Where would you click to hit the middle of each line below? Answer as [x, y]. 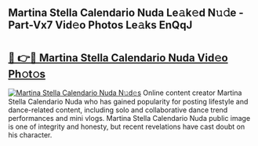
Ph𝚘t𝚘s [27, 74]
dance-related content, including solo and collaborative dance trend [118, 110]
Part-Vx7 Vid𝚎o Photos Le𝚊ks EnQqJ [100, 26]
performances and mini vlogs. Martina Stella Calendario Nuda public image [129, 118]
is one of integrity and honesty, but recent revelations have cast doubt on [127, 126]
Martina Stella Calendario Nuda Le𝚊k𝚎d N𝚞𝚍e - [126, 13]
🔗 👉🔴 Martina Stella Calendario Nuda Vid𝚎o [118, 58]
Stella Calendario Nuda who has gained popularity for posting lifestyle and [128, 102]
